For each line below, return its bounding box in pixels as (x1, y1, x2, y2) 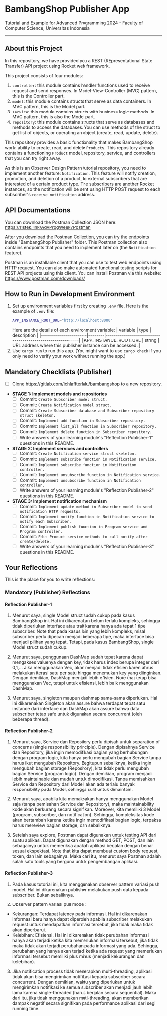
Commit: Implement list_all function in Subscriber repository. (19, 423, 157, 429)
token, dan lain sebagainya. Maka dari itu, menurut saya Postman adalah (12, 853, 161, 859)
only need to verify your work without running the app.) (12, 353, 126, 359)
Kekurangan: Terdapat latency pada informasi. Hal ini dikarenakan (12, 911, 148, 917)
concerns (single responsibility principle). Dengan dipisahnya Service (12, 744, 155, 750)
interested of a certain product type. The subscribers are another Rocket (5, 181, 154, 187)
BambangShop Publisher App (5, 3, 130, 15)
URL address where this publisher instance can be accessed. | (12, 342, 141, 349)
